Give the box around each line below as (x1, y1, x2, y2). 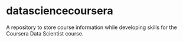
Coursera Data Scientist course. (6, 30, 84, 37)
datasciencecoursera (6, 4, 113, 18)
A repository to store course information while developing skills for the (6, 24, 177, 31)
